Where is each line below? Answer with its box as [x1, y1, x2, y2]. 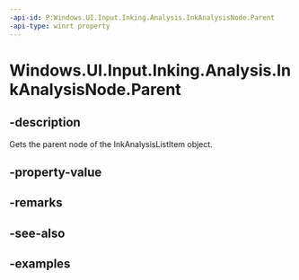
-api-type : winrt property [9, 22, 110, 31]
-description [9, 115, 81, 130]
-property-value [9, 164, 102, 179]
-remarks [9, 195, 63, 211]
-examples [9, 257, 71, 272]
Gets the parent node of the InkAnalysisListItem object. [9, 138, 213, 149]
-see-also [9, 225, 66, 241]
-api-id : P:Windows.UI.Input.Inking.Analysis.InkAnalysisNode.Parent [9, 13, 276, 22]
